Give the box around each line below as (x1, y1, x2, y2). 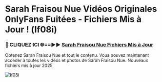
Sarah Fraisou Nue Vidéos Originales (5, 3, 157, 15)
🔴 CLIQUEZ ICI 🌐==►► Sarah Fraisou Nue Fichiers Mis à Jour (5, 41, 154, 48)
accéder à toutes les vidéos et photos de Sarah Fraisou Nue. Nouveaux (5, 57, 148, 64)
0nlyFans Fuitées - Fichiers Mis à (5, 14, 142, 25)
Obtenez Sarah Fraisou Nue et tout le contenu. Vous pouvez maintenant (5, 52, 149, 58)
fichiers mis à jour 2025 (5, 63, 53, 68)
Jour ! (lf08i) (5, 24, 58, 35)
